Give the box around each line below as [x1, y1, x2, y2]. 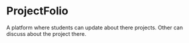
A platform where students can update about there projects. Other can [6, 24, 183, 31]
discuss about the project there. [6, 30, 87, 37]
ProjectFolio [6, 4, 69, 18]
